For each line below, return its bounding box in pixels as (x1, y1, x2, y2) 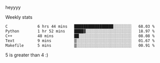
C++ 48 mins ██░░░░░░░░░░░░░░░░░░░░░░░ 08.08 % (5, 33, 155, 39)
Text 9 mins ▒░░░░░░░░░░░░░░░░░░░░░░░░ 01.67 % (5, 38, 155, 43)
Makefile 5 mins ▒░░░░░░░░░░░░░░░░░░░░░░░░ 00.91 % (5, 43, 155, 48)
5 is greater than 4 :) (5, 52, 49, 58)
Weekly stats (5, 14, 33, 20)
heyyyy (5, 5, 21, 10)
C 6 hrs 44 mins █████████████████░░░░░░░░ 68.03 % (5, 24, 155, 29)
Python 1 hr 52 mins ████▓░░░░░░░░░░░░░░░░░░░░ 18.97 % (5, 28, 155, 34)
